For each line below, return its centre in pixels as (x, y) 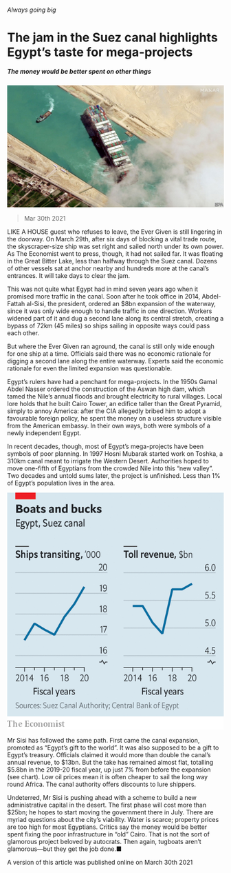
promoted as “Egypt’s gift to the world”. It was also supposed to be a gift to (113, 747)
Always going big (32, 10)
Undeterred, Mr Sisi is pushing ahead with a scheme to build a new (102, 797)
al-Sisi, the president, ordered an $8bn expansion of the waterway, (121, 304)
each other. (23, 333)
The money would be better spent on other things (79, 72)
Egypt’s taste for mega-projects (100, 52)
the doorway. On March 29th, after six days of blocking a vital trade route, (112, 239)
